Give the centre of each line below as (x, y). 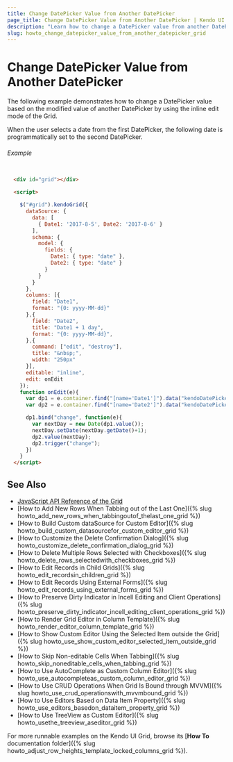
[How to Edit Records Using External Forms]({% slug (92, 582)
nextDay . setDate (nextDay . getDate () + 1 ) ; (90, 430)
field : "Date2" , (55, 321)
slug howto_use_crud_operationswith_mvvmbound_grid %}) (103, 693)
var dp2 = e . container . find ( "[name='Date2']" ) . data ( (103, 405)
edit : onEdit (44, 379)
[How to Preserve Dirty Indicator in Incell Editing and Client (101, 597)
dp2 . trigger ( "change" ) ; (66, 443)
